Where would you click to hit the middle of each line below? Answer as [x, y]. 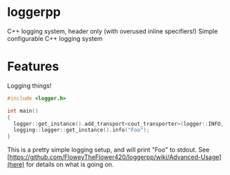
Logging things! [29, 85]
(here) [16, 165]
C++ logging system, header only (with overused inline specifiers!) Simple [113, 31]
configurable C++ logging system [55, 38]
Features [33, 67]
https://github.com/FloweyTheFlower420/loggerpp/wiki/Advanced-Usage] [115, 157]
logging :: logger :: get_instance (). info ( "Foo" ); [82, 130]
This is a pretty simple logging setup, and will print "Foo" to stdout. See [108, 150]
